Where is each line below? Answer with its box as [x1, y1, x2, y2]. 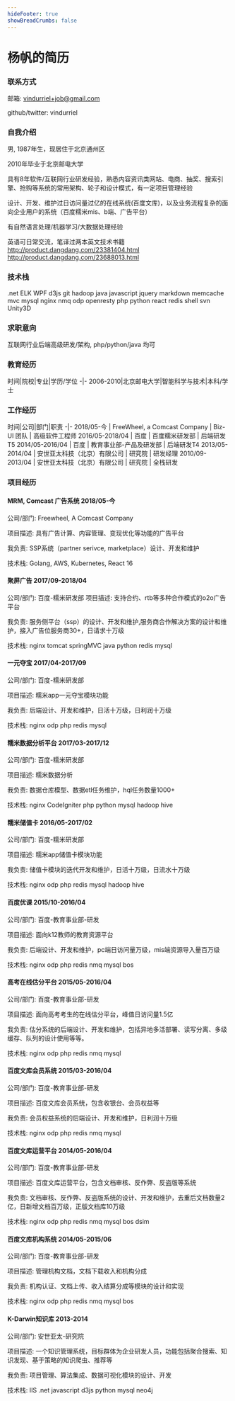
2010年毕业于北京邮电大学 [7, 160, 83, 169]
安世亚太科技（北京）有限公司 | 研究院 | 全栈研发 [37, 458, 179, 467]
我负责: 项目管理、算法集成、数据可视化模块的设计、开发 [7, 1371, 171, 1379]
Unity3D [7, 304, 32, 312]
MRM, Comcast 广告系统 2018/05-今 [7, 497, 116, 505]
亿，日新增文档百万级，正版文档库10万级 [7, 1202, 126, 1211]
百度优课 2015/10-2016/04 [7, 898, 86, 907]
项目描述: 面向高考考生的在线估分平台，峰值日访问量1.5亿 [7, 1010, 174, 1019]
